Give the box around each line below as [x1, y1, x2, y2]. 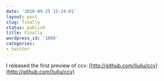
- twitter [6, 46, 30, 52]
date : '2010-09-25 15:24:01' [6, 8, 77, 14]
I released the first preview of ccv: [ [6, 62, 91, 69]
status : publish [6, 24, 45, 31]
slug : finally [6, 19, 41, 25]
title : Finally [6, 30, 43, 36]
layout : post [6, 14, 38, 20]
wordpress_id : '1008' [6, 35, 59, 41]
